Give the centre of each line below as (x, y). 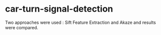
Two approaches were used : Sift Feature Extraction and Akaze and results (80, 22)
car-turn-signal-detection (59, 9)
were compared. (22, 27)
